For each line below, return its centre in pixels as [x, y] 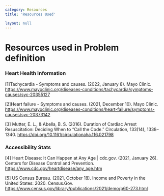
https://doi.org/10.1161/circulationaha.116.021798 [65, 134]
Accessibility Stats [28, 147]
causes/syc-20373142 [28, 114]
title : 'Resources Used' [30, 14]
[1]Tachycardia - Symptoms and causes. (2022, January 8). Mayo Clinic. [78, 84]
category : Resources [26, 10]
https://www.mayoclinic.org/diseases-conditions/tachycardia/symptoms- [79, 89]
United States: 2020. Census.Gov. [39, 183]
